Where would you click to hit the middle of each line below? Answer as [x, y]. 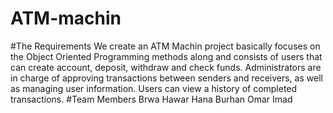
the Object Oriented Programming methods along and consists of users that [166, 56]
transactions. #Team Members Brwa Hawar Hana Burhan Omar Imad [151, 99]
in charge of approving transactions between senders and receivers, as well [166, 78]
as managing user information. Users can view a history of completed [154, 88]
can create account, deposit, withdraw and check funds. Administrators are [166, 67]
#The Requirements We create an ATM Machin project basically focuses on [165, 46]
